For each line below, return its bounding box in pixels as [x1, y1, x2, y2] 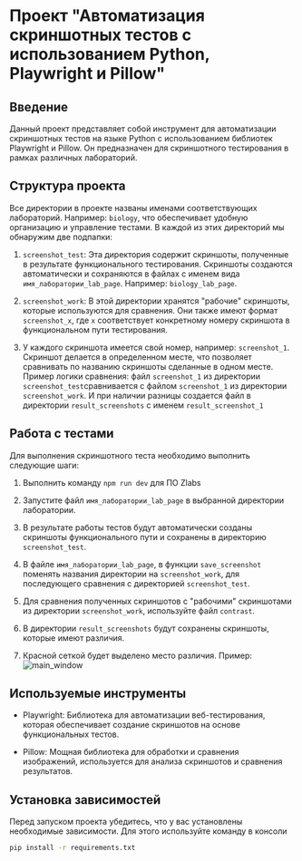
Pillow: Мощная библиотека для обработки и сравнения [22, 747, 239, 758]
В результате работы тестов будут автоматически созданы [22, 522, 252, 533]
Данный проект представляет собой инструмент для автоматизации [9, 123, 277, 134]
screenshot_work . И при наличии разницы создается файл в [22, 390, 251, 401]
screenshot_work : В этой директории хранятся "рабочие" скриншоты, [22, 295, 290, 306]
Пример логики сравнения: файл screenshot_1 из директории [22, 371, 261, 382]
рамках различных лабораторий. [9, 152, 138, 163]
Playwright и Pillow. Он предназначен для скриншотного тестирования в [9, 142, 289, 153]
